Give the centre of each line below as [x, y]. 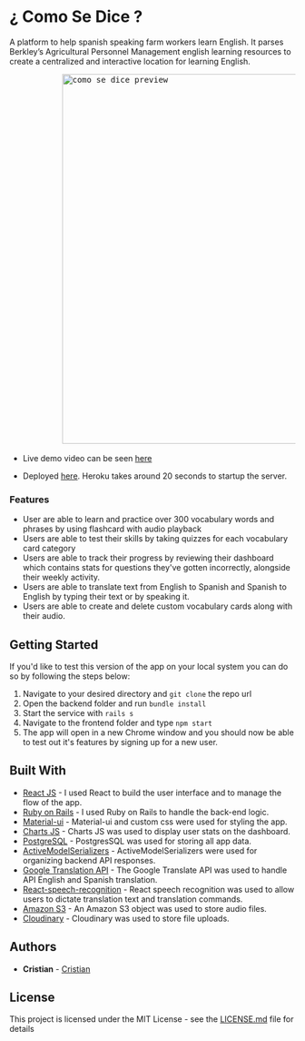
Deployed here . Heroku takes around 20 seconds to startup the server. [155, 476]
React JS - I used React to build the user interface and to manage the [152, 793]
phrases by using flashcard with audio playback [112, 529]
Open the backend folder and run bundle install [114, 703]
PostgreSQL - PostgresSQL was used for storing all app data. [137, 841]
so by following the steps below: [70, 676]
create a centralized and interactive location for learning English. [130, 61]
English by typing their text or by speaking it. [106, 597]
